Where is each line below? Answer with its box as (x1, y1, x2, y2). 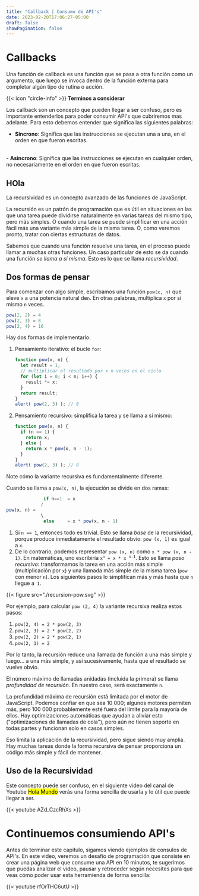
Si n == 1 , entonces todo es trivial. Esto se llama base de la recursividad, (14, 529, 193, 536)
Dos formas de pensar (6, 272, 90, 283)
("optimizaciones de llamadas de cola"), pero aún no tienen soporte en (6, 718, 179, 725)
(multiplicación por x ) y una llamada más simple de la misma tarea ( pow (14, 566, 188, 574)
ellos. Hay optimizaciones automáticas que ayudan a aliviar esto (6, 712, 163, 719)
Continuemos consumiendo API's (6, 826, 175, 840)
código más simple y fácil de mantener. (6, 748, 102, 756)
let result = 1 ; (20, 362, 61, 369)
